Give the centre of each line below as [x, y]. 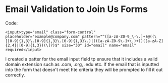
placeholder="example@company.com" [43, 36]
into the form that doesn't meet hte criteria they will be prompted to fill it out [84, 69]
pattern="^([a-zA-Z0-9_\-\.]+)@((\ [119, 36]
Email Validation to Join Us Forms [76, 9]
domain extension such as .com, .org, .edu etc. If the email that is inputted [82, 64]
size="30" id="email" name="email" [99, 45]
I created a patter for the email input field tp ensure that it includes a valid [81, 59]
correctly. [15, 75]
